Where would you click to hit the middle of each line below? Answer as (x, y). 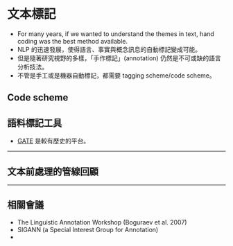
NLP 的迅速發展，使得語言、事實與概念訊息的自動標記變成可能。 (109, 49)
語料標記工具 (35, 123)
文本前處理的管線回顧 (53, 172)
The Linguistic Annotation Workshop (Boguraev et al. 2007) (102, 222)
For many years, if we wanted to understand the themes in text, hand (116, 34)
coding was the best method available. (72, 41)
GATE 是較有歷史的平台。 (53, 141)
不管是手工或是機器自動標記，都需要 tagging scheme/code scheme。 (116, 75)
